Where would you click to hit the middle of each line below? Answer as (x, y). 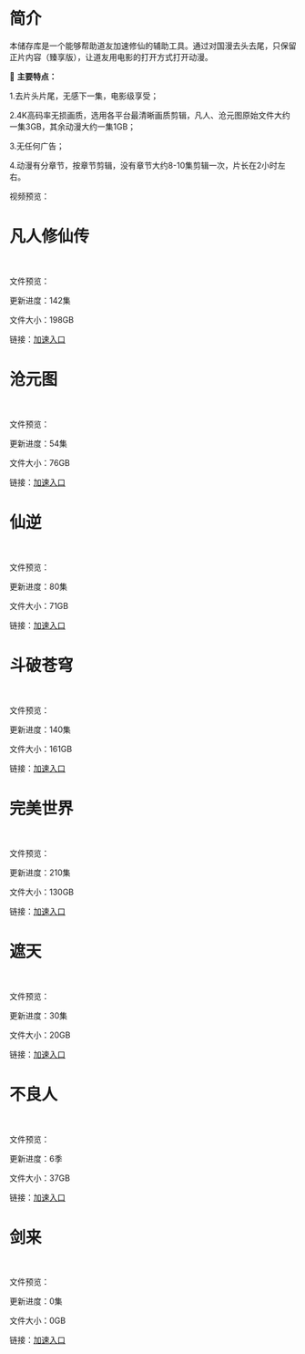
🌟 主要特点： (33, 76)
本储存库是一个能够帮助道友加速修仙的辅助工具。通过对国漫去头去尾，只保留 (153, 46)
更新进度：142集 (40, 300)
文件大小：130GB (42, 892)
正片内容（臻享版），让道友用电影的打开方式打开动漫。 (111, 57)
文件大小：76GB (40, 462)
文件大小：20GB (40, 1035)
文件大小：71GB (39, 605)
